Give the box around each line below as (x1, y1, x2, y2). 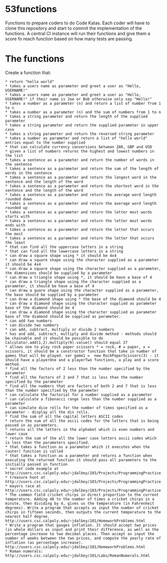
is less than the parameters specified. (5, 440, 90, 445)
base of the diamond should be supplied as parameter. (5, 314, 121, 319)
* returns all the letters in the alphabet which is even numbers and (5, 427, 155, 432)
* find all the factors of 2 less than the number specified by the (5, 366, 150, 371)
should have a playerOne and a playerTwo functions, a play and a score (5, 357, 159, 362)
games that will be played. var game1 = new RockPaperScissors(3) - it (5, 353, 159, 358)
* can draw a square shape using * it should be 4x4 (5, 253, 117, 258)
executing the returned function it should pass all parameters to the (5, 457, 157, 463)
